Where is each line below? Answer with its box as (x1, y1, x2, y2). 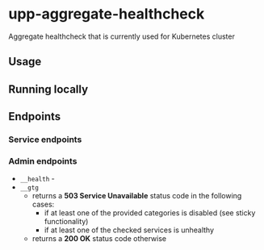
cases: (31, 199, 55, 210)
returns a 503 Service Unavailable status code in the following (31, 191, 242, 201)
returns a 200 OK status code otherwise (31, 234, 167, 244)
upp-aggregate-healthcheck (8, 5, 205, 23)
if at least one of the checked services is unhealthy (44, 225, 215, 235)
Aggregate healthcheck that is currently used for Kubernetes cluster (8, 31, 236, 41)
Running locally (8, 82, 89, 96)
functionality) (44, 217, 89, 227)
